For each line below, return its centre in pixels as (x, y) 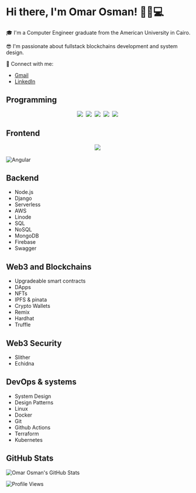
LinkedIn (25, 81)
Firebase (25, 242)
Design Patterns (34, 402)
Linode (23, 217)
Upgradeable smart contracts (50, 281)
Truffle (23, 325)
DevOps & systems (42, 382)
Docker (23, 415)
